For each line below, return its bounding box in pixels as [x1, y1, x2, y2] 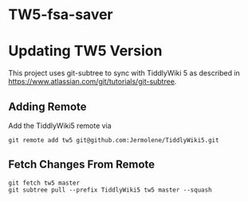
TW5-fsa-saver [8, 6, 113, 24]
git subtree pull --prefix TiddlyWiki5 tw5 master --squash [8, 185, 213, 194]
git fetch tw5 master [8, 179, 81, 187]
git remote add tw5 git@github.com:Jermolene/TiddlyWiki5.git [8, 136, 219, 144]
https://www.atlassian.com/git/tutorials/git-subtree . [8, 77, 177, 87]
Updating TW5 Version [8, 42, 163, 60]
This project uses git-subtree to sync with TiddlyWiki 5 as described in [8, 68, 241, 78]
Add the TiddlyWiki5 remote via [8, 121, 112, 130]
